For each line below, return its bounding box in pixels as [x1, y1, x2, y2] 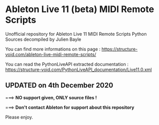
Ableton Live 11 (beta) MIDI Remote [5, 4, 154, 15]
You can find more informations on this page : [5, 46, 101, 52]
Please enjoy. [5, 114, 33, 120]
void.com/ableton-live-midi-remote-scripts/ [5, 51, 96, 57]
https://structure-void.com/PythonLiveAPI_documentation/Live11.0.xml [5, 67, 152, 73]
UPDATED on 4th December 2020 [5, 81, 113, 90]
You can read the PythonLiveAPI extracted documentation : [5, 61, 129, 67]
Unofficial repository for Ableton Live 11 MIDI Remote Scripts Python [5, 31, 147, 37]
